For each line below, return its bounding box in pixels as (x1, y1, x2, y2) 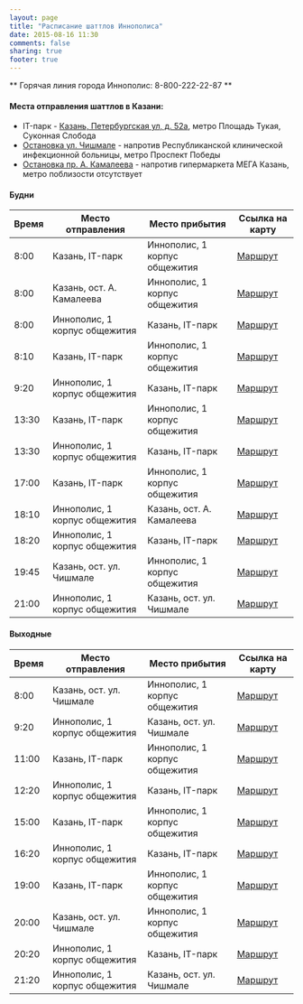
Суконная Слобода (22, 130, 96, 141)
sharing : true (9, 47, 63, 56)
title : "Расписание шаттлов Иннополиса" (9, 22, 164, 31)
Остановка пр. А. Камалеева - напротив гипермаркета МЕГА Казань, (22, 159, 289, 170)
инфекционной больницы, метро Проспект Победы (22, 150, 221, 161)
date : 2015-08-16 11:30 (9, 30, 99, 39)
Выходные (9, 628, 52, 639)
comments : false (9, 38, 70, 48)
